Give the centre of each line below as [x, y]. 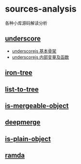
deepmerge [23, 122]
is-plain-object [28, 139]
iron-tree [19, 73]
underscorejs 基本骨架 [34, 51]
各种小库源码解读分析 [26, 23]
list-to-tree [22, 89]
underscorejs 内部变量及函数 [40, 57]
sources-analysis [41, 9]
